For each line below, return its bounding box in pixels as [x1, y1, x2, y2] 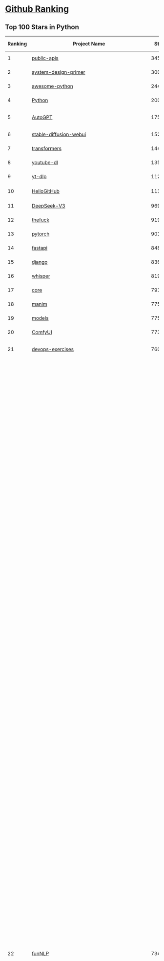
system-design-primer [31, 69, 85, 75]
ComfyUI [31, 329, 52, 335]
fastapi [31, 245, 48, 251]
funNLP [31, 950, 49, 957]
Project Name [73, 41, 105, 47]
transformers [31, 145, 62, 152]
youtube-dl [31, 159, 58, 166]
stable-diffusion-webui [31, 131, 86, 138]
